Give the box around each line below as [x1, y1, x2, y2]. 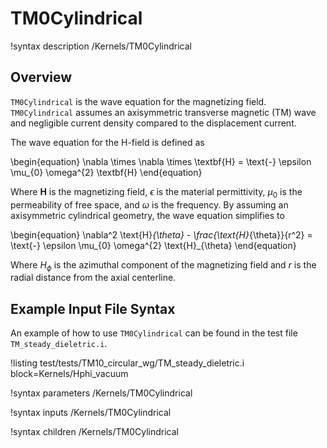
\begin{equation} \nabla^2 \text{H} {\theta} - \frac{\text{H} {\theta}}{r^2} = [10, 228, 313, 241]
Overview [10, 69, 73, 86]
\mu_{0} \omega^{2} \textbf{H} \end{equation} [10, 166, 203, 178]
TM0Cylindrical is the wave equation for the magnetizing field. [10, 95, 267, 107]
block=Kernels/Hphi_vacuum [10, 368, 129, 380]
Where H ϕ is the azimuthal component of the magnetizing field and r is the [10, 258, 317, 273]
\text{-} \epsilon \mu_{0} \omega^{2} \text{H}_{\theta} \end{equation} [10, 239, 297, 251]
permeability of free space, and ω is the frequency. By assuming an [10, 198, 289, 211]
